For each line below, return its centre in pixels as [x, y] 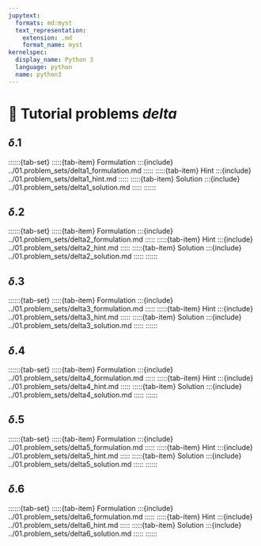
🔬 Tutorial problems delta [93, 114]
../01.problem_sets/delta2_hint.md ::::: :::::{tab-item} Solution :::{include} [125, 248]
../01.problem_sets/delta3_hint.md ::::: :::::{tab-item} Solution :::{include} [125, 317]
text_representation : [51, 30]
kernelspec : [28, 52]
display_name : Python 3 [54, 60]
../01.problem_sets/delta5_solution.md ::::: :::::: [83, 464]
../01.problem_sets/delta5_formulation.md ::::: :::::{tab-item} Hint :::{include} [130, 447]
